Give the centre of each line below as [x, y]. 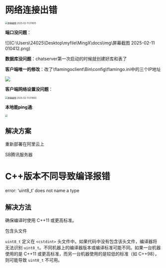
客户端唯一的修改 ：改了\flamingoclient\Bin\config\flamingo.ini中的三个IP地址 [83, 69]
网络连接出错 [31, 10]
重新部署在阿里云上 [25, 144]
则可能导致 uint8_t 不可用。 [34, 260]
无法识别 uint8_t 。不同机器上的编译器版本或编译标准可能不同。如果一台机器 [83, 247]
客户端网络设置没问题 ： [29, 89]
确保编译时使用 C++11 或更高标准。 [41, 220]
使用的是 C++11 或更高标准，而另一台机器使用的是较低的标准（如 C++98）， [82, 254]
